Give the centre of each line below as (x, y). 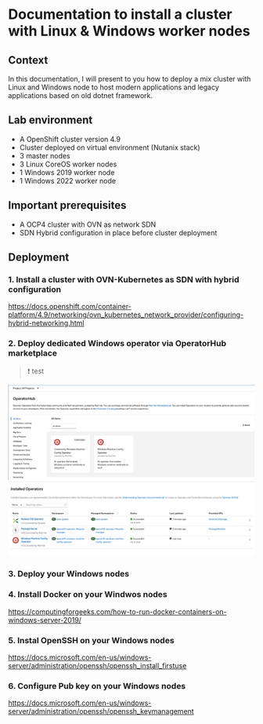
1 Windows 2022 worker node (67, 180)
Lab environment (50, 120)
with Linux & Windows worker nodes (129, 31)
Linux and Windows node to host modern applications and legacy (113, 87)
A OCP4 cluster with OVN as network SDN (88, 224)
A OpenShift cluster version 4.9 (70, 139)
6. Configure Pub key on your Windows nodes (97, 686)
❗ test (36, 371)
